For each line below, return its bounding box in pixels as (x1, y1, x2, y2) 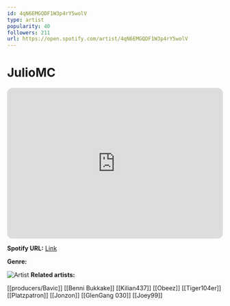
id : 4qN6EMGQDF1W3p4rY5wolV (7, 10, 88, 17)
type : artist (7, 16, 44, 23)
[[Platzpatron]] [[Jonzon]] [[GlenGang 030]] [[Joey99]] (7, 292, 163, 300)
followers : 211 (7, 29, 51, 36)
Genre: (7, 257, 27, 266)
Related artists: (30, 271, 75, 279)
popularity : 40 (7, 23, 51, 29)
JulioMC (7, 65, 56, 81)
